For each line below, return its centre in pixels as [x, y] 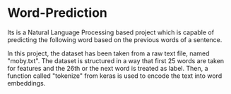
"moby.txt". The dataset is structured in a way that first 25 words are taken [116, 60]
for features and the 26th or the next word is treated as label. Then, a [108, 68]
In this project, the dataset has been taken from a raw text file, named [108, 53]
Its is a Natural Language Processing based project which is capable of [111, 32]
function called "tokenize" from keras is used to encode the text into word [115, 76]
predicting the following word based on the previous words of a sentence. [115, 39]
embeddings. [26, 83]
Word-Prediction [57, 13]
